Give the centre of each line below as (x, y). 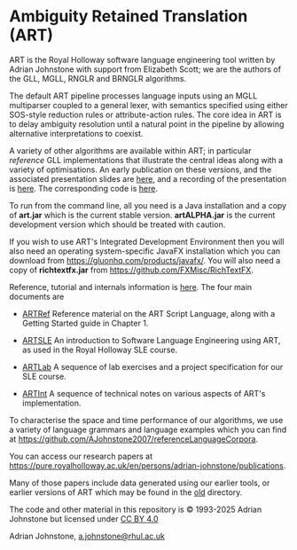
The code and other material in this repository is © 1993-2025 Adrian (136, 509)
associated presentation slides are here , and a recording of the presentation (148, 178)
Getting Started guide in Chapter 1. (85, 323)
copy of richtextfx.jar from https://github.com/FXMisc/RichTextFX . (132, 270)
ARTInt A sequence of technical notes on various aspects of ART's (144, 393)
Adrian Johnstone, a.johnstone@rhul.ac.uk (87, 536)
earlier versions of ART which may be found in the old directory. (126, 492)
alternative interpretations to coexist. (76, 133)
